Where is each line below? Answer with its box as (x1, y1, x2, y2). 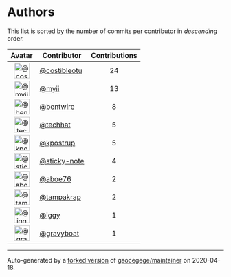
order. (7, 34, 24, 42)
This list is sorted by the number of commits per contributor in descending (7, 27, 218, 35)
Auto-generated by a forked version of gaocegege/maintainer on (7, 256, 191, 264)
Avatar (10, 50, 33, 60)
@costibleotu (39, 65, 82, 75)
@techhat (39, 120, 71, 130)
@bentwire (39, 101, 75, 111)
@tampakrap (39, 192, 81, 202)
